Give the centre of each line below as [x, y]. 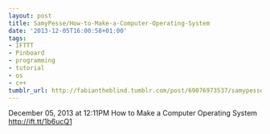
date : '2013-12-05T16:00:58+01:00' [68, 30]
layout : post [30, 16]
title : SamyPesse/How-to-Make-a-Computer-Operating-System [109, 23]
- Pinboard [27, 53]
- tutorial [27, 68]
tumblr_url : [28, 90]
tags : [17, 38]
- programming [32, 61]
